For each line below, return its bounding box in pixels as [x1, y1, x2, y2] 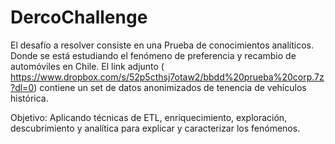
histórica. [10, 92, 49, 104]
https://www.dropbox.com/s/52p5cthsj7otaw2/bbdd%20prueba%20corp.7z [10, 71, 325, 83]
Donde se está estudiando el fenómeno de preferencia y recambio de [10, 49, 297, 61]
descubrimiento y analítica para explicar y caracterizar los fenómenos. [10, 122, 301, 134]
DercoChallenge [10, 6, 148, 29]
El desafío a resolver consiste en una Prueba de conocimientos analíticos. [10, 39, 315, 51]
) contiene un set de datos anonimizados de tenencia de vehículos [33, 81, 307, 93]
